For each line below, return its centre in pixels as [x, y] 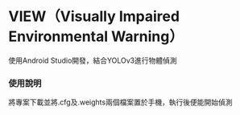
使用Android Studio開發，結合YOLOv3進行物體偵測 [93, 60]
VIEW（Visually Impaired [94, 16]
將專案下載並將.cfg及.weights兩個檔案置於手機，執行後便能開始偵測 [120, 102]
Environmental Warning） [96, 37]
